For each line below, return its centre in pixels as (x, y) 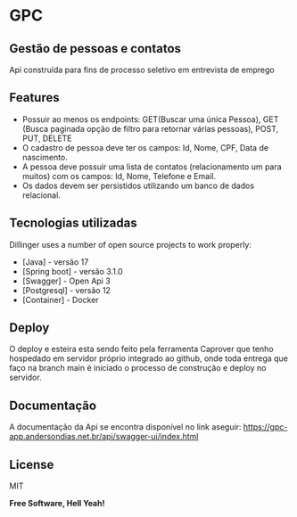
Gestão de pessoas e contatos (95, 49)
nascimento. (45, 157)
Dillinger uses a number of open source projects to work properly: (131, 244)
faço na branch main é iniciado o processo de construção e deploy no (138, 368)
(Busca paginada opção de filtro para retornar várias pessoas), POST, (150, 128)
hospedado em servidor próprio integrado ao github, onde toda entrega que (148, 358)
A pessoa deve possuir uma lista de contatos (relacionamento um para (152, 167)
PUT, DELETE (47, 138)
